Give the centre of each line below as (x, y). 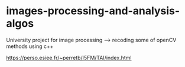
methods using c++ (30, 46)
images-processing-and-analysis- (93, 11)
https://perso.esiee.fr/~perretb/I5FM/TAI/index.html (69, 58)
